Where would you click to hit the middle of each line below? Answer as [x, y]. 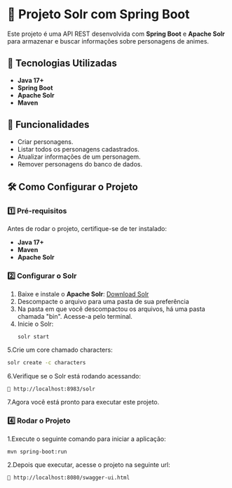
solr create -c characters [47, 363]
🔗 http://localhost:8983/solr [52, 389]
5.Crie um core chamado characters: [60, 350]
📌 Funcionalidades [48, 125]
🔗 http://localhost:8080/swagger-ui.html [69, 477]
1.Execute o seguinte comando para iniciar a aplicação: [87, 439]
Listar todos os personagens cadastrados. [79, 149]
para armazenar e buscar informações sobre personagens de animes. [108, 41]
